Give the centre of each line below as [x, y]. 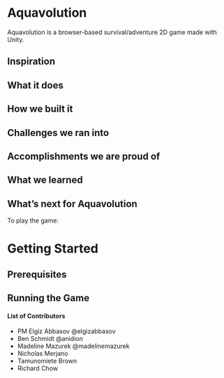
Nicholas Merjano [43, 354]
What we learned [45, 180]
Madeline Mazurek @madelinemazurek [74, 346]
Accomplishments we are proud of [84, 156]
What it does [36, 85]
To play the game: [33, 220]
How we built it [40, 109]
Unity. [16, 39]
